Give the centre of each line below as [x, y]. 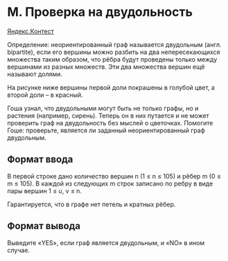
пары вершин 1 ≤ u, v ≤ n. [44, 190]
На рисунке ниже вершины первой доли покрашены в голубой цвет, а [111, 87]
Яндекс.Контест [30, 31]
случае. [18, 250]
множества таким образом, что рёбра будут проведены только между [112, 59]
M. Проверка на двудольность [100, 12]
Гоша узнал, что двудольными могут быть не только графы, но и [103, 108]
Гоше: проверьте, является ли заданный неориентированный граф [106, 130]
